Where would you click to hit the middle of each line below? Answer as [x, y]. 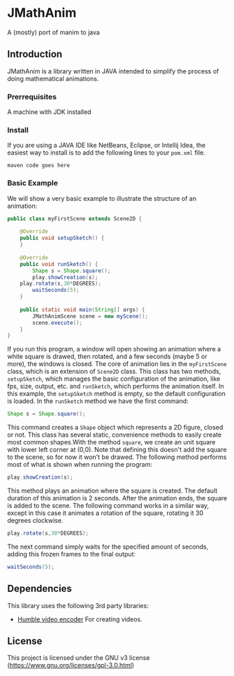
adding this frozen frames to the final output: [72, 554]
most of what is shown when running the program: [80, 465]
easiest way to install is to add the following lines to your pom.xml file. [107, 153]
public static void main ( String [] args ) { [82, 309]
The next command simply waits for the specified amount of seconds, [108, 547]
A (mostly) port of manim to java [53, 32]
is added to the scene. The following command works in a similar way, [108, 506]
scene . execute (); [57, 323]
